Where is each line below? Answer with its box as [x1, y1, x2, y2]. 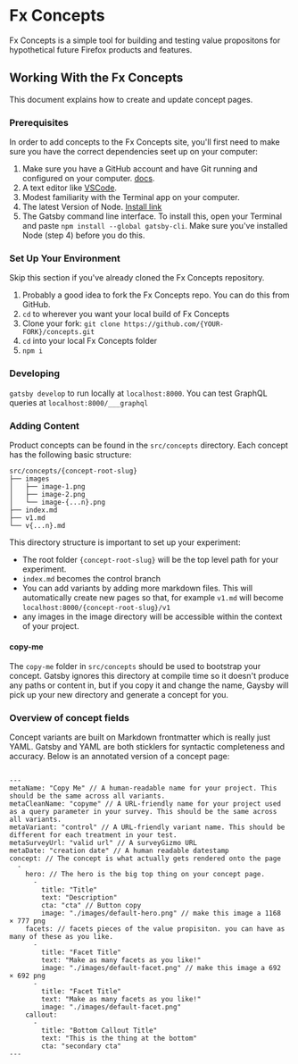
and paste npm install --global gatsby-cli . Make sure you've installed [21, 221, 288, 231]
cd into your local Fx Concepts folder [21, 336, 158, 347]
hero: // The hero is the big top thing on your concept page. [25, 870, 266, 879]
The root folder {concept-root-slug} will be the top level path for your [21, 554, 279, 565]
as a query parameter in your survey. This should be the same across [9, 808, 277, 817]
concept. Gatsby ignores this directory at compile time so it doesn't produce [9, 671, 290, 682]
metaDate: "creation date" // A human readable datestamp [9, 846, 229, 856]
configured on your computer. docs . [21, 173, 155, 184]
